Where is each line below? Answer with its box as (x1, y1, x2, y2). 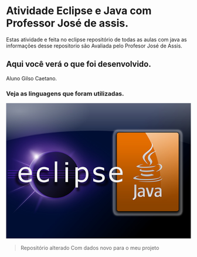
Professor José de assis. (6, 16, 129, 30)
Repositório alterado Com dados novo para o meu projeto (20, 244, 159, 251)
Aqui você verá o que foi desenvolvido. (6, 59, 151, 69)
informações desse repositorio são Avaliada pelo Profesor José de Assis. (6, 42, 183, 49)
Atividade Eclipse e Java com (6, 4, 152, 18)
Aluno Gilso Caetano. (6, 75, 57, 82)
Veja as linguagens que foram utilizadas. (6, 89, 124, 97)
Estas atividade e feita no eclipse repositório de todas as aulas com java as (6, 36, 187, 43)
